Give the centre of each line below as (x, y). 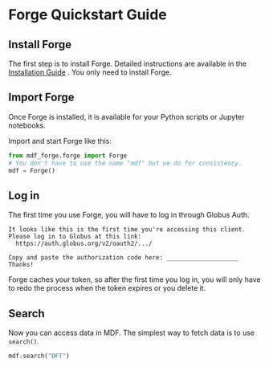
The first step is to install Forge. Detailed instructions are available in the (128, 63)
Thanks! (21, 265)
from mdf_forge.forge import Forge (68, 155)
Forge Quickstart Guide (88, 15)
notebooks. (27, 125)
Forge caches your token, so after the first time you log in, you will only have (134, 279)
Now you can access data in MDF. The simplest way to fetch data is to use (132, 333)
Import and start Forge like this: (60, 141)
